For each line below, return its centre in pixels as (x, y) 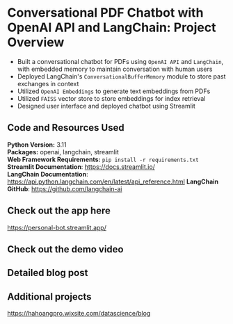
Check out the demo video (65, 249)
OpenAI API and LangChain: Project (112, 27)
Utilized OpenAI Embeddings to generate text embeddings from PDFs (114, 91)
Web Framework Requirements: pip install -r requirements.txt (103, 159)
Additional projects (49, 297)
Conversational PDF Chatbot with (105, 13)
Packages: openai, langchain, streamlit (63, 152)
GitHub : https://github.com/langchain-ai (65, 188)
